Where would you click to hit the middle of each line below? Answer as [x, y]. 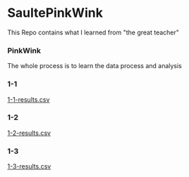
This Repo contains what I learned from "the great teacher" [93, 32]
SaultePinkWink [55, 13]
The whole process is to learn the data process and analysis [94, 66]
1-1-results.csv [29, 99]
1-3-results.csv [29, 166]
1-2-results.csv [29, 133]
